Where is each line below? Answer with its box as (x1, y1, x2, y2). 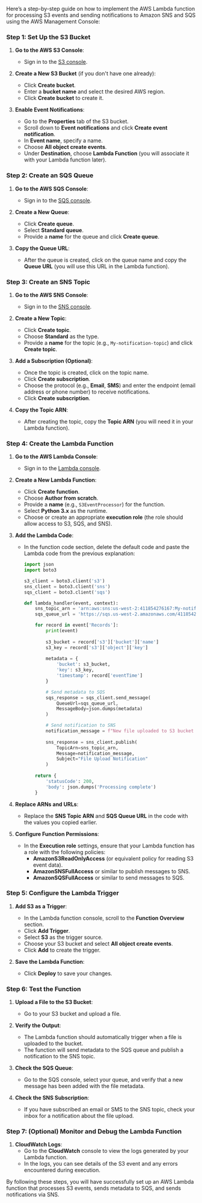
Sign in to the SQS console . (23, 196, 92, 204)
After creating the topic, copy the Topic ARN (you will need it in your (23, 418, 194, 425)
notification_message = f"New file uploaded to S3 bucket (45, 728, 194, 734)
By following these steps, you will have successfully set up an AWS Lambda (6, 1178, 194, 1186)
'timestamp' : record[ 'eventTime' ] (56, 673, 143, 679)
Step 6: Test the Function (6, 985, 81, 993)
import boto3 (23, 567, 57, 573)
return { (35, 773, 57, 779)
